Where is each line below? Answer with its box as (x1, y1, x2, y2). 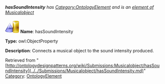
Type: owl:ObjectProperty (5, 38, 58, 44)
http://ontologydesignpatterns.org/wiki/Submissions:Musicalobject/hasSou (6, 63, 160, 68)
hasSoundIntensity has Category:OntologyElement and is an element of (5, 4, 154, 10)
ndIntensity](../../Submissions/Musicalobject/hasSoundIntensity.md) (5, 68, 144, 74)
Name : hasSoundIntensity (20, 29, 73, 34)
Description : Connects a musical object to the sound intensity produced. (5, 48, 154, 53)
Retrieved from (5, 57, 36, 63)
